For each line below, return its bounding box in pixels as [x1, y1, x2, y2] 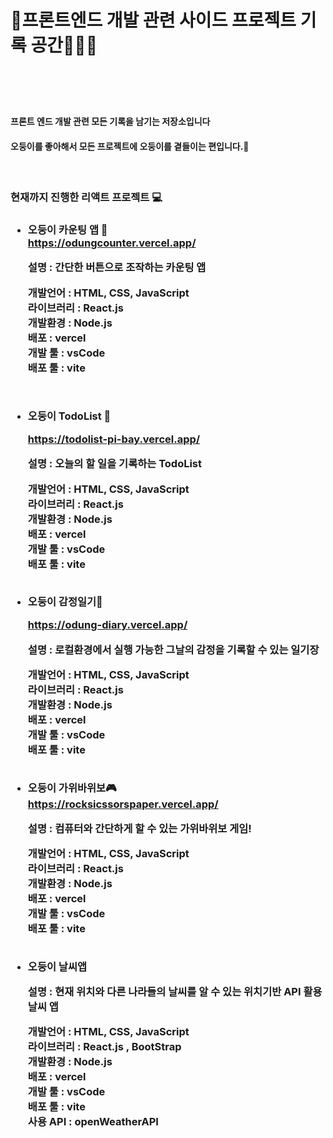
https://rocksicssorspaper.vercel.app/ [27, 797, 219, 811]
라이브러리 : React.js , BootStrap [27, 1040, 182, 1054]
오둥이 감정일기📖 [27, 595, 103, 608]
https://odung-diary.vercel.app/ [27, 618, 188, 632]
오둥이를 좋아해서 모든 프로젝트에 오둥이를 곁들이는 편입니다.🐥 [10, 140, 250, 152]
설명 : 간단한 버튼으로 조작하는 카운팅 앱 [27, 261, 207, 275]
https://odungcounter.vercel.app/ [27, 236, 197, 250]
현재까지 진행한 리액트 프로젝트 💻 [10, 191, 163, 205]
